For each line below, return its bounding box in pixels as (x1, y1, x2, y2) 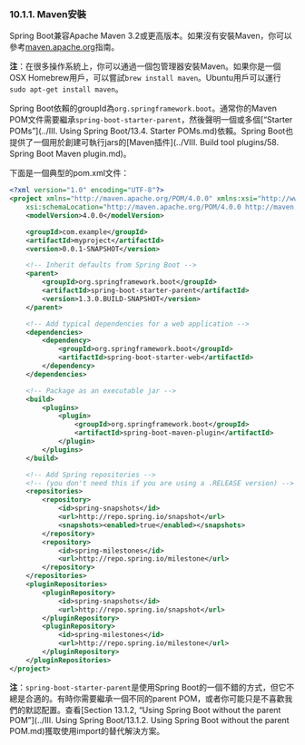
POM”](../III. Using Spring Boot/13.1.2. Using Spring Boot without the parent (9, 714, 290, 725)
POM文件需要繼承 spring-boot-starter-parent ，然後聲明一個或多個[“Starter (9, 114, 293, 125)
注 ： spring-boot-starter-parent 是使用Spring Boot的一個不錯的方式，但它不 (9, 681, 295, 692)
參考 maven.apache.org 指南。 (9, 42, 120, 53)
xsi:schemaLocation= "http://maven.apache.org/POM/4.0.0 (25, 202, 242, 212)
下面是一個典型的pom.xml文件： (9, 168, 130, 179)
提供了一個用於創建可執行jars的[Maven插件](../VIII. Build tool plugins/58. (9, 137, 280, 148)
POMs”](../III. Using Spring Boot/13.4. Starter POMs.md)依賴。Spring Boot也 (9, 125, 293, 137)
